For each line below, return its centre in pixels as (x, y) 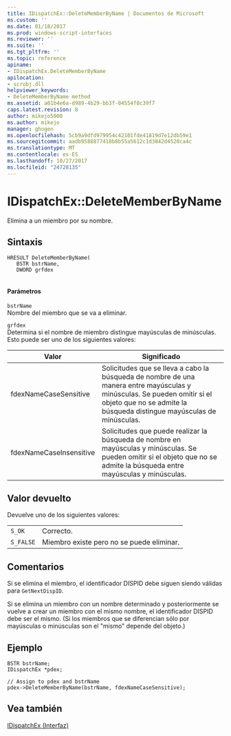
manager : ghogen (30, 129)
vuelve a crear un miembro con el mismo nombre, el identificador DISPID (110, 611)
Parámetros (24, 291)
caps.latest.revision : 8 (43, 110)
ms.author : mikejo (33, 122)
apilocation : (26, 78)
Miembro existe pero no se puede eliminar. (111, 542)
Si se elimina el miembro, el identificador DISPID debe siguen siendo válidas (115, 584)
